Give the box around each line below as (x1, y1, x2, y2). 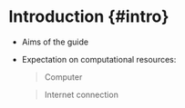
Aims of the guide (21, 36, 88, 47)
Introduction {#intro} (8, 6, 170, 27)
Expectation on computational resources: (21, 54, 177, 64)
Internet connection (44, 89, 119, 100)
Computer (44, 71, 83, 83)
